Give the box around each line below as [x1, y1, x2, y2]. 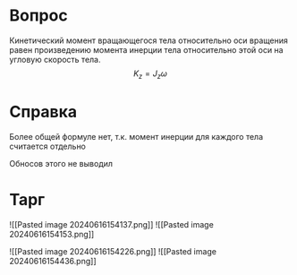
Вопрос [9, 5, 69, 26]
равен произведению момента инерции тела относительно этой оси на [9, 44, 284, 55]
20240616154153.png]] [9, 228, 95, 239]
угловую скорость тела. [9, 54, 101, 64]
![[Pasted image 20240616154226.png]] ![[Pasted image [9, 245, 217, 256]
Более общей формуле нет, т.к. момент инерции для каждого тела [9, 131, 264, 142]
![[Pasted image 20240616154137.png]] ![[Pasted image [9, 219, 215, 229]
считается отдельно [9, 141, 87, 151]
